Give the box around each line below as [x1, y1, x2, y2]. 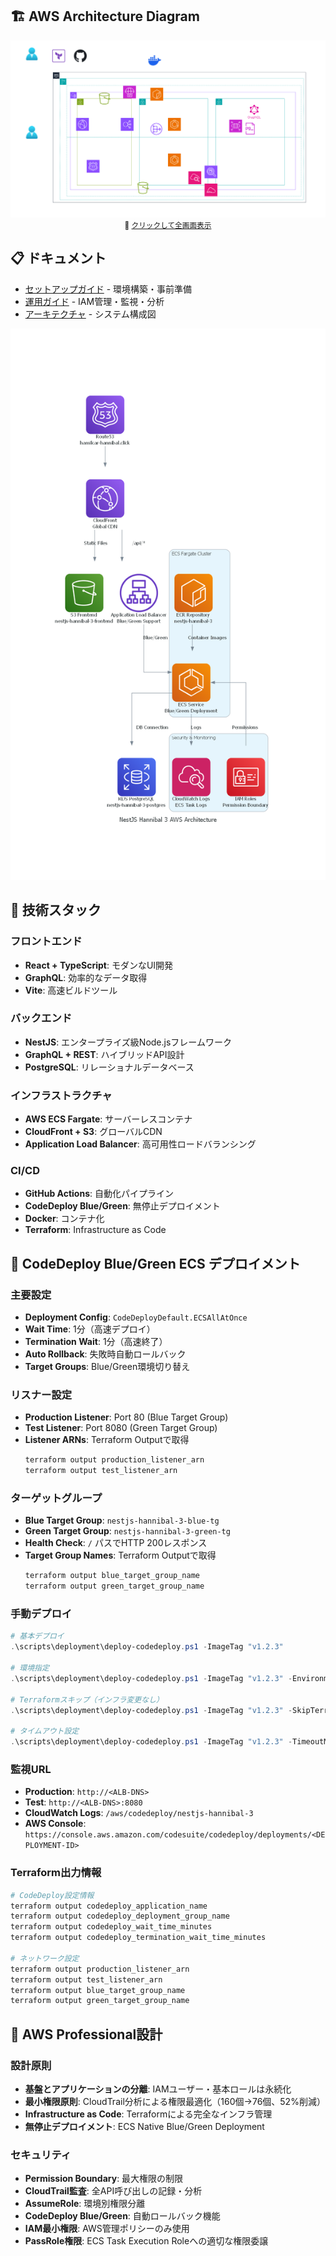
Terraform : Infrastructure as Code [24, 1224, 167, 1236]
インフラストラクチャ [10, 1088, 113, 1102]
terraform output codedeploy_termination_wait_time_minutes [10, 1933, 267, 1943]
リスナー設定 [10, 1388, 73, 1402]
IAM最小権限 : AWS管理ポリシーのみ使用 [24, 2223, 190, 2235]
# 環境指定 [10, 1663, 50, 1673]
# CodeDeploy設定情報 [10, 1890, 95, 1900]
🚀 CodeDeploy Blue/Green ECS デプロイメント [10, 1255, 301, 1272]
